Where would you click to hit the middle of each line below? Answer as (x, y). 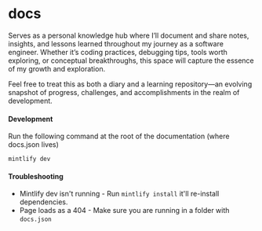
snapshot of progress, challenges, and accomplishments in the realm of (124, 92)
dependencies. (44, 202)
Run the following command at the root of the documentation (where (119, 136)
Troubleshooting (36, 176)
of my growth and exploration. (57, 68)
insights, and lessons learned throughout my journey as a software (116, 43)
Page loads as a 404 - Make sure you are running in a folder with (124, 211)
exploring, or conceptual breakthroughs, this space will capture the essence (131, 60)
